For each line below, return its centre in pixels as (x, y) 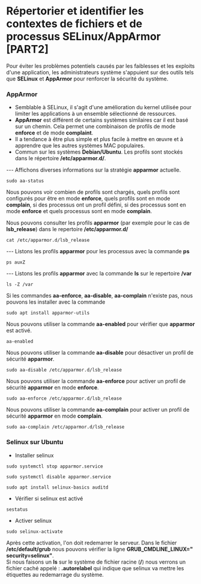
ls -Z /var (20, 284)
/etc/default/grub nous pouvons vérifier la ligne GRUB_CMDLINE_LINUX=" (100, 549)
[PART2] (28, 50)
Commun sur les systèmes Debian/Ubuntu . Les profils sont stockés (99, 152)
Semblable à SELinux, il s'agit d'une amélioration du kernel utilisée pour (103, 107)
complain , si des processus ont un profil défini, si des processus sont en (96, 205)
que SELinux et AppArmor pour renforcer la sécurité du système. (87, 79)
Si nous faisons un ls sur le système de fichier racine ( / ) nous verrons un (96, 562)
